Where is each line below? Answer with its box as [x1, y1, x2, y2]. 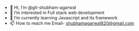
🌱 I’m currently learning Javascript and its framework [9, 15, 118, 20]
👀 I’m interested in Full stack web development [9, 10, 104, 15]
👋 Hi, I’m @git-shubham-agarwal [9, 5, 76, 10]
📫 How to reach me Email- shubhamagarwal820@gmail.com [9, 20, 135, 26]
